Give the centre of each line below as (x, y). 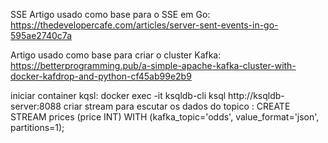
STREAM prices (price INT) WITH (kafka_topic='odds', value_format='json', (165, 117)
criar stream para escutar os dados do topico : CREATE (177, 106)
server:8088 (36, 106)
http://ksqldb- (256, 95)
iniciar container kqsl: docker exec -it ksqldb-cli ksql (118, 95)
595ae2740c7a (41, 35)
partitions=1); (37, 127)
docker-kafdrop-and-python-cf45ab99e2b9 (101, 76)
